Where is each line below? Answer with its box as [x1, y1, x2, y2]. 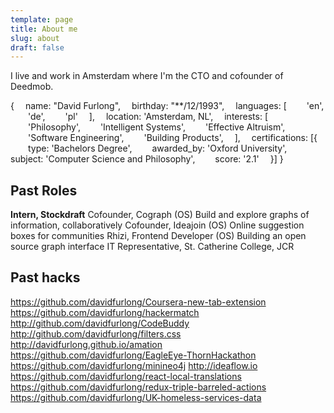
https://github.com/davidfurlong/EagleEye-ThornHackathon [10, 349, 257, 361]
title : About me [10, 24, 78, 34]
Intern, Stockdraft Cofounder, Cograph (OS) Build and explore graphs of [10, 209, 310, 221]
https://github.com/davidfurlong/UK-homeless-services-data [10, 391, 262, 403]
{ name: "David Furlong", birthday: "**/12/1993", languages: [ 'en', [10, 100, 325, 112]
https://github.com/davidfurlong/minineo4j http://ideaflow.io [10, 359, 258, 371]
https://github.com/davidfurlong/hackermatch [10, 306, 200, 318]
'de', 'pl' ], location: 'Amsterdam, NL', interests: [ [28, 111, 268, 123]
